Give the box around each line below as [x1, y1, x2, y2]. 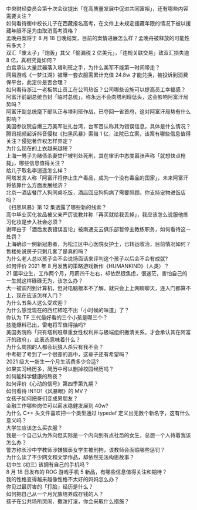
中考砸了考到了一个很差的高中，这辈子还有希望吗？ [6, 351, 130, 358]
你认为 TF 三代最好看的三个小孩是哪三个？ [6, 314, 108, 321]
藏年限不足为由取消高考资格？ [6, 27, 78, 34]
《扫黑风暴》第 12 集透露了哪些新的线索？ [6, 204, 107, 211]
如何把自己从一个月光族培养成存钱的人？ [6, 491, 104, 497]
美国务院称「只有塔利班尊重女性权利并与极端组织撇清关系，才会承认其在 [6, 329, 181, 335]
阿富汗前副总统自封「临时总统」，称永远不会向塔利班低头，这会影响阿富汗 [6, 94, 184, 100]
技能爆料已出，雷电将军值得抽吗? [6, 321, 86, 328]
